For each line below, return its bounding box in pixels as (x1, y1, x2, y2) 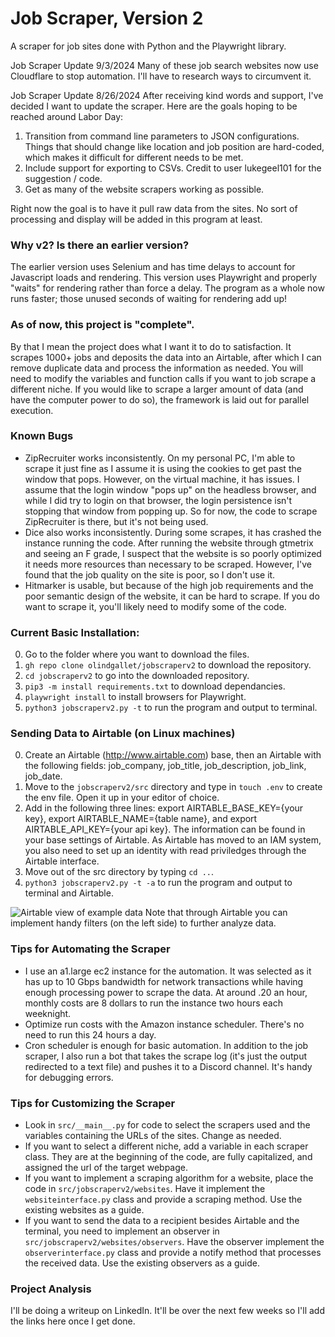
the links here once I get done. (10, 1315, 136, 1327)
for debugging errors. (24, 1071, 114, 1083)
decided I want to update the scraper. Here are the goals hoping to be (10, 100, 298, 112)
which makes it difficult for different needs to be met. (24, 151, 244, 163)
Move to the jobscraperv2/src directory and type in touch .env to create (24, 781, 323, 793)
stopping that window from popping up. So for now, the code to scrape (24, 505, 318, 517)
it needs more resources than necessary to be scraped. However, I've (24, 558, 312, 570)
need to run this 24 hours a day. (24, 1028, 157, 1041)
